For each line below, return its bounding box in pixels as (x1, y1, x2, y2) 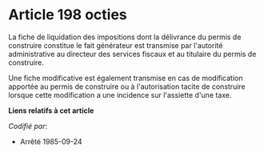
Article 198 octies (8, 6, 128, 24)
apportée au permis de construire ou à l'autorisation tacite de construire (8, 82, 246, 91)
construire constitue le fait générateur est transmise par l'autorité (8, 40, 223, 50)
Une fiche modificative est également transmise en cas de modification (8, 73, 243, 83)
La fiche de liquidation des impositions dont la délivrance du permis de (8, 32, 242, 42)
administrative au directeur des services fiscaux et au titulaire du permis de (8, 49, 257, 58)
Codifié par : (8, 121, 48, 131)
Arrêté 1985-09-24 (19, 136, 82, 146)
